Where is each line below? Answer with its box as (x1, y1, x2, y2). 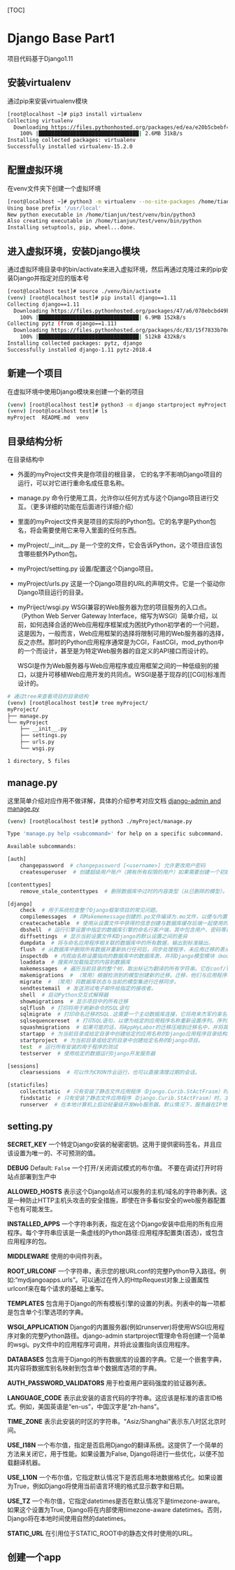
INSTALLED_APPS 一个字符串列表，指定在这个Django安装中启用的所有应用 (7, 1220, 224, 1228)
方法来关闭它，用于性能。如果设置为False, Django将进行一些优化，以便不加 (7, 1449, 225, 1457)
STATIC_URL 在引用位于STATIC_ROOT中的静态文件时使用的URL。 (7, 1529, 197, 1537)
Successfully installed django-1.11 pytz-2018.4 (7, 346, 152, 353)
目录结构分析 (7, 435, 63, 447)
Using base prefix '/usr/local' (7, 204, 101, 212)
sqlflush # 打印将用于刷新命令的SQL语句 (20, 1004, 129, 1011)
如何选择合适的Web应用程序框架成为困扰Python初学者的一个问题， (29, 620, 223, 629)
